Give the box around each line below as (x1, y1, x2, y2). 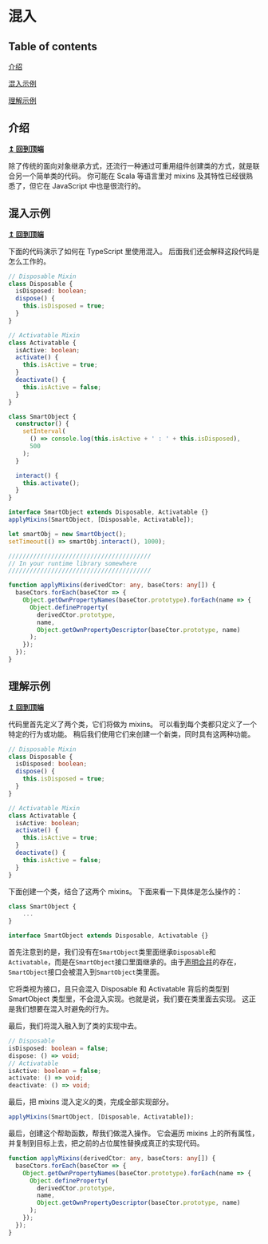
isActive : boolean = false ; (8, 1067, 102, 1075)
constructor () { (15, 420, 69, 428)
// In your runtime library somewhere (8, 559, 137, 567)
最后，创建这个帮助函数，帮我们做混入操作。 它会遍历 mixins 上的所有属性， (8, 1128, 259, 1139)
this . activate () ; (22, 479, 81, 487)
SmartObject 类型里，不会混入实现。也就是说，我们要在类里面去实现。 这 (8, 994, 250, 1004)
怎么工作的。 (8, 256, 50, 266)
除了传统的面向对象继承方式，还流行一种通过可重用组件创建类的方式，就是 (8, 161, 253, 170)
